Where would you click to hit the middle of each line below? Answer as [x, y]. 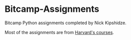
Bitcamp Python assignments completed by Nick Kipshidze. [66, 23]
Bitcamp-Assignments [52, 9]
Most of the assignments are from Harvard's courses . [60, 32]
